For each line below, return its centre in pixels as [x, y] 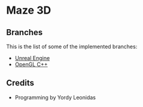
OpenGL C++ [31, 64]
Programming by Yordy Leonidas [55, 97]
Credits [20, 83]
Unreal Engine [32, 58]
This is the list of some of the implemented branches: [72, 46]
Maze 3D [29, 10]
